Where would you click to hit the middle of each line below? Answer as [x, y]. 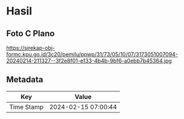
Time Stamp [27, 107]
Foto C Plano [30, 34]
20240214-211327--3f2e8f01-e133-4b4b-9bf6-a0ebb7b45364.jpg [89, 61]
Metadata [25, 80]
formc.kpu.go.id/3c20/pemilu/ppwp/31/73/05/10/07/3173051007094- [92, 54]
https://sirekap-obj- [31, 48]
